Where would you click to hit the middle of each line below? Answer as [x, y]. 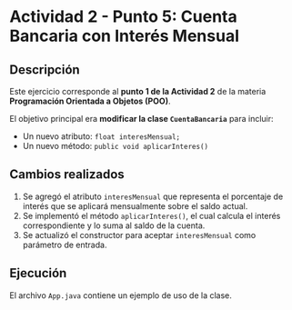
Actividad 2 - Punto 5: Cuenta [124, 17]
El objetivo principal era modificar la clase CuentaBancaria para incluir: [142, 119]
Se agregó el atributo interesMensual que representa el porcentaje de [153, 196]
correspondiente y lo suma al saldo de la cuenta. [114, 225]
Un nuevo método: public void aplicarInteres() [116, 146]
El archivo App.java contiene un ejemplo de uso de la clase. [121, 295]
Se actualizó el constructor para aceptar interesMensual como [139, 235]
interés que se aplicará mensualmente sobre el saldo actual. [135, 205]
